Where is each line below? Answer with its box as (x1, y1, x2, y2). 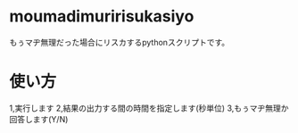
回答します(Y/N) (9, 113, 69, 124)
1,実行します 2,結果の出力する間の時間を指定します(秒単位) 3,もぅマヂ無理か (9, 103, 289, 113)
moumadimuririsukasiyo (9, 6, 195, 27)
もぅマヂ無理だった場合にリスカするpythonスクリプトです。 (9, 37, 230, 47)
